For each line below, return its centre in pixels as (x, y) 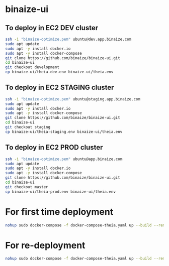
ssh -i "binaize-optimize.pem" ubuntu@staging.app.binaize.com (73, 99)
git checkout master (27, 187)
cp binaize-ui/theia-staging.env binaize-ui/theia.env (64, 131)
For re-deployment (45, 245)
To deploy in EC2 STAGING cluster (60, 88)
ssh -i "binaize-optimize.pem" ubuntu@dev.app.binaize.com (68, 39)
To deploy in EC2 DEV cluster (52, 28)
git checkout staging (28, 127)
